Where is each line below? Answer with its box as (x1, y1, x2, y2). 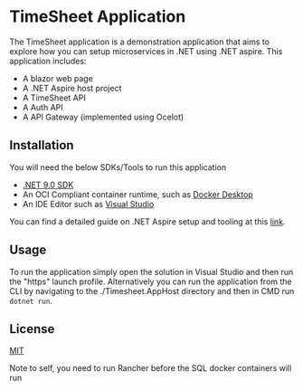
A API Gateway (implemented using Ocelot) (22, 111, 185, 122)
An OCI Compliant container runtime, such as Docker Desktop (22, 188, 253, 200)
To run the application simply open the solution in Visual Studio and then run (9, 266, 294, 277)
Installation (9, 138, 74, 153)
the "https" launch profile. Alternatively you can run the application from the (9, 276, 292, 287)
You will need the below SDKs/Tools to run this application (9, 161, 227, 173)
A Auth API (22, 101, 63, 112)
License (9, 321, 55, 337)
